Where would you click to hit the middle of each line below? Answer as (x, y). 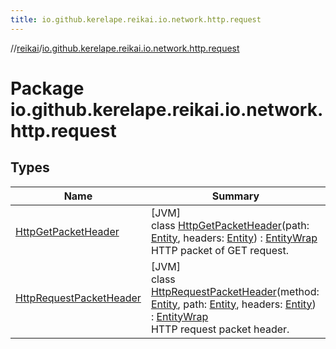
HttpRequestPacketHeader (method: (235, 291)
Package (47, 88)
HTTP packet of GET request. (219, 250)
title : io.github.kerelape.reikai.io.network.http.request (136, 19)
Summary (235, 196)
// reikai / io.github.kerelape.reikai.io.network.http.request (125, 48)
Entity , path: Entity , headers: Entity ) (233, 304)
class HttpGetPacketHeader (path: (230, 225)
